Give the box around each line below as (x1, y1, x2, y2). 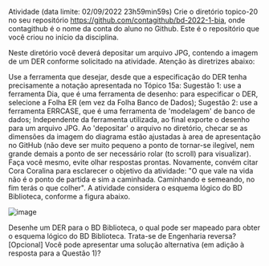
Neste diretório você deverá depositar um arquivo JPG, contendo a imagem (8, 48, 259, 57)
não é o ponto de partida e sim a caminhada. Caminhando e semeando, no (8, 174, 255, 184)
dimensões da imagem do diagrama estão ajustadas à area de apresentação (8, 132, 261, 141)
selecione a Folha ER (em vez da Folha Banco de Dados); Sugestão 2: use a (8, 98, 259, 107)
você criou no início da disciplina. (8, 32, 119, 42)
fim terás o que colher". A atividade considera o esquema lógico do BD (8, 183, 243, 192)
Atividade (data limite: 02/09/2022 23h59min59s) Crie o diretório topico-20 (8, 7, 259, 16)
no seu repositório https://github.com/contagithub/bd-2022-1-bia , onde (8, 15, 246, 25)
